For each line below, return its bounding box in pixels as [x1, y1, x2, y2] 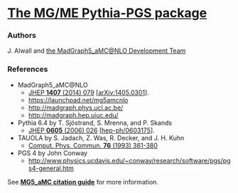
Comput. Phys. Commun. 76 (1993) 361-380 [28, 141, 158, 150]
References [7, 64, 48, 74]
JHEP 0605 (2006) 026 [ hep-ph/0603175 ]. [28, 126, 155, 135]
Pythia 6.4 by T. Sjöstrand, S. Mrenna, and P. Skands [17, 118, 173, 127]
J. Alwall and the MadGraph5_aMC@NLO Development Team [7, 46, 186, 55]
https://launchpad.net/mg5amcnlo [28, 95, 129, 104]
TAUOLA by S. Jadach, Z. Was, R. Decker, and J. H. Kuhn [17, 133, 185, 142]
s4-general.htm [28, 164, 75, 172]
